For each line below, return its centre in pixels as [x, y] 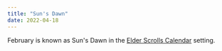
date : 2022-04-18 [33, 20]
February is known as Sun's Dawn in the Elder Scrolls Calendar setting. [111, 40]
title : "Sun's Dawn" [38, 14]
